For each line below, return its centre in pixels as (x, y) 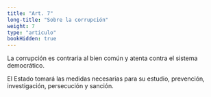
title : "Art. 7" (30, 13)
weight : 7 (21, 26)
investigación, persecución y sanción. (61, 86)
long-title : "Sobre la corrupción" (58, 20)
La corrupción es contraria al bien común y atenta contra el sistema (102, 58)
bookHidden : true (32, 39)
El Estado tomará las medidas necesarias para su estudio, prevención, (106, 79)
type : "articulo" (32, 32)
